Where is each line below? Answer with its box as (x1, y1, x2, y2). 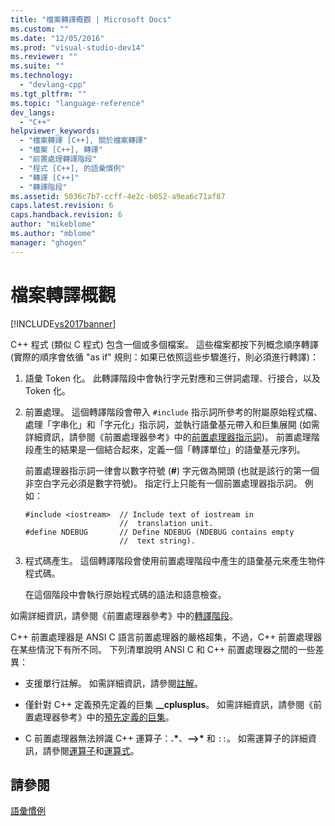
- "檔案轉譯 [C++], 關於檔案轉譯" (19, 136, 148, 146)
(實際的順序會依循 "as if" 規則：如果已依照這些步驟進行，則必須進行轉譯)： (10, 351, 319, 363)
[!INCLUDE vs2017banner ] (10, 317, 117, 330)
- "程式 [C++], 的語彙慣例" (19, 163, 126, 173)
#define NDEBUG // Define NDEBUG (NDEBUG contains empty (24, 527, 295, 537)
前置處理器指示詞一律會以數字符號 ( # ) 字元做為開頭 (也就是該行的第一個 (24, 464, 320, 476)
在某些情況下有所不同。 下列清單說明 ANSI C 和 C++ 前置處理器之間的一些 (10, 643, 316, 655)
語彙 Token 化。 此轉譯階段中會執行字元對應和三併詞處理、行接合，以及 (24, 372, 321, 384)
